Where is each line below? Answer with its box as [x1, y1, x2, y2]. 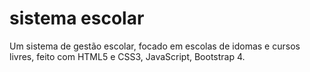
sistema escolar [9, 7, 145, 30]
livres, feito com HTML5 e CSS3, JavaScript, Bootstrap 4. [9, 50, 246, 62]
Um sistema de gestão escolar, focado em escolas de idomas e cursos [9, 40, 301, 52]
